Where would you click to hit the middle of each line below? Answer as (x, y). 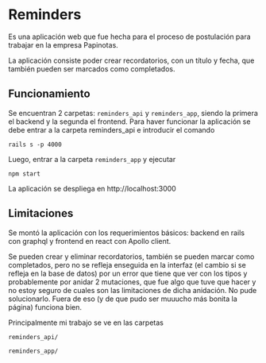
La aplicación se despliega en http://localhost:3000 (92, 188)
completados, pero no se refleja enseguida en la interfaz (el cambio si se (127, 265)
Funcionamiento (49, 94)
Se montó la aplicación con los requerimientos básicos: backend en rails (126, 233)
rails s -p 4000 (35, 145)
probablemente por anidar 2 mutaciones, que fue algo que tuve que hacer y (132, 282)
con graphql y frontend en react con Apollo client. (90, 241)
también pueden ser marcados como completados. (92, 68)
